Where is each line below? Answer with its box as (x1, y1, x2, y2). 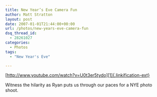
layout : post (5, 17, 33, 22)
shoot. (5, 87, 19, 93)
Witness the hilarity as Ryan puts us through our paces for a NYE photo (5, 82, 152, 88)
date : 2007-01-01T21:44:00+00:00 (5, 21, 75, 27)
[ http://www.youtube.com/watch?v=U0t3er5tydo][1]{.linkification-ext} (5, 72, 150, 78)
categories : (5, 40, 30, 45)
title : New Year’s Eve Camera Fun (5, 7, 78, 13)
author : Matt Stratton (5, 12, 53, 17)
